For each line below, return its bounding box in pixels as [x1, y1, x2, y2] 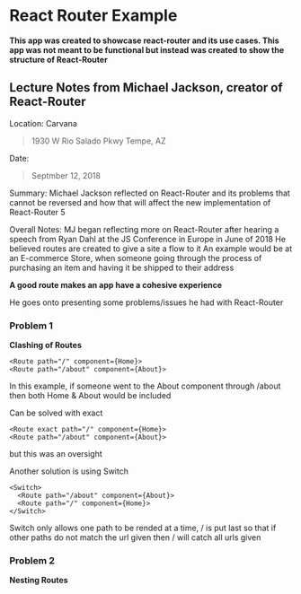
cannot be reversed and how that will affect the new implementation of [9, 197, 271, 207]
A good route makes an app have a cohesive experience [9, 279, 223, 290]
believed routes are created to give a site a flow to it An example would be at [9, 243, 293, 254]
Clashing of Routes [9, 340, 83, 351]
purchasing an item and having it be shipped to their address [9, 262, 235, 273]
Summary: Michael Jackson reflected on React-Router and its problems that [9, 188, 290, 198]
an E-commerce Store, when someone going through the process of [9, 252, 262, 263]
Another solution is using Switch [9, 466, 128, 476]
